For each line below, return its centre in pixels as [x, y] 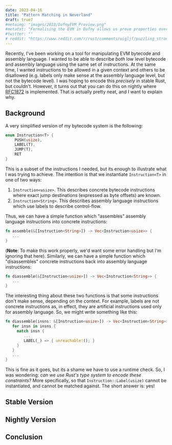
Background [25, 113]
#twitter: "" [19, 34]
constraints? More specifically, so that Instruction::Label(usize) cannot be [86, 381]
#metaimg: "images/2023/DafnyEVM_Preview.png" [56, 24]
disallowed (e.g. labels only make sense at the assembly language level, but [85, 75]
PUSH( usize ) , [28, 140]
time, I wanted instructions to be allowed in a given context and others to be [85, 69]
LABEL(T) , [25, 145]
